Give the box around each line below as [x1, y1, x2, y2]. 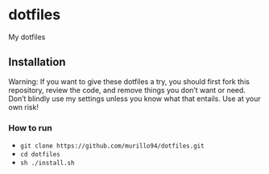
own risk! [8, 102, 39, 111]
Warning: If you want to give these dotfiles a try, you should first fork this [8, 76, 250, 86]
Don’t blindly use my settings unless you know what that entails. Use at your [8, 94, 262, 103]
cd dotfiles [19, 151, 60, 159]
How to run [8, 122, 52, 133]
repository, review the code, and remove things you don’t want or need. [8, 85, 246, 95]
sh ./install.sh [19, 159, 75, 168]
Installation [8, 55, 66, 69]
